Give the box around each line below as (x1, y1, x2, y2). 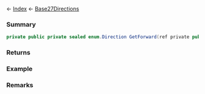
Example (6, 65, 33, 73)
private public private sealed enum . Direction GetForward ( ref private (6, 34, 190, 40)
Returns (6, 49, 31, 57)
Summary (6, 20, 37, 29)
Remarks (6, 81, 34, 89)
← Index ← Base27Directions (6, 5, 79, 12)
